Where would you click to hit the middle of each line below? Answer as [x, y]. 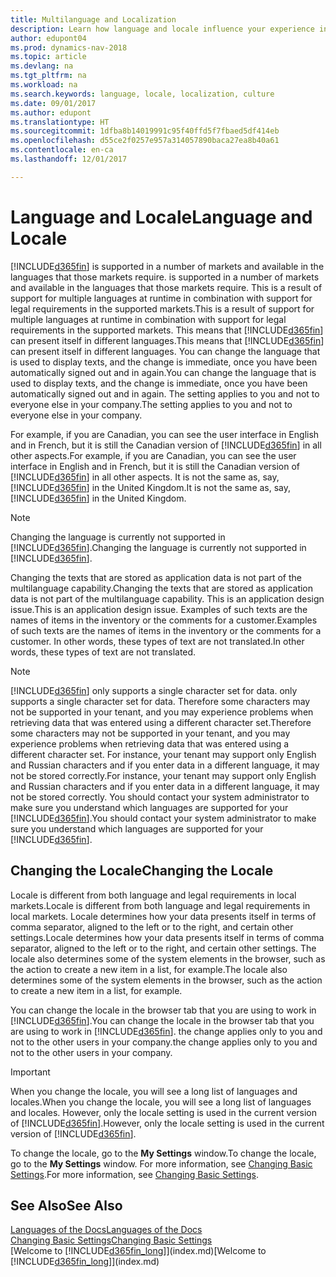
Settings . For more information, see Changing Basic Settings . [134, 1174]
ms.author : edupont [51, 112]
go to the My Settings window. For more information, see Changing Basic [161, 1163]
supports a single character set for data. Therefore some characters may [160, 701]
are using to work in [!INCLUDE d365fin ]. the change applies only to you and [166, 1031]
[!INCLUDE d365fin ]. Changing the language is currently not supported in [158, 547]
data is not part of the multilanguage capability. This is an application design [167, 598]
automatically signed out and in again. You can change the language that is [163, 372]
